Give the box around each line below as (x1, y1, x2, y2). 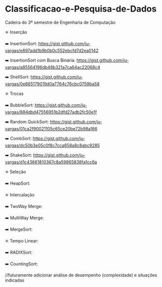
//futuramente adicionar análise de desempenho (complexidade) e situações (5, 272, 157, 278)
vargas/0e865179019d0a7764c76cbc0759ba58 (5, 81, 100, 87)
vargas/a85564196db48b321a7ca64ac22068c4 (5, 64, 101, 70)
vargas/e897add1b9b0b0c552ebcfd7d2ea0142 (5, 48, 99, 53)
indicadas (5, 277, 25, 283)
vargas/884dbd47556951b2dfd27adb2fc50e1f (5, 109, 97, 115)
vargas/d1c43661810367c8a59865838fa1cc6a (5, 159, 97, 165)
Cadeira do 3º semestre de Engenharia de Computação (5, 19, 116, 25)
